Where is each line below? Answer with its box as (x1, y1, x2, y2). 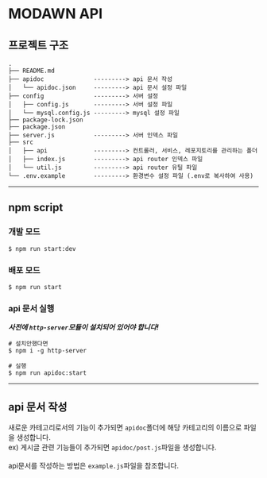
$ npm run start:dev (8, 245, 77, 252)
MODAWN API (8, 5, 103, 23)
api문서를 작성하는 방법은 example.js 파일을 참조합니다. (8, 461, 180, 471)
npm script (8, 201, 64, 214)
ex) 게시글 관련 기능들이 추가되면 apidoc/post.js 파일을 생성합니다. (8, 442, 217, 453)
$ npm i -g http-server (8, 347, 87, 355)
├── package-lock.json (8, 116, 83, 124)
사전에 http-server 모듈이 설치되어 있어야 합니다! (8, 322, 159, 332)
